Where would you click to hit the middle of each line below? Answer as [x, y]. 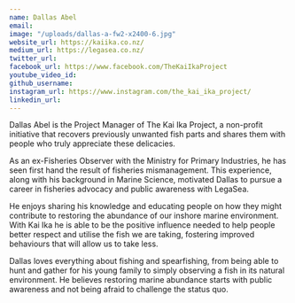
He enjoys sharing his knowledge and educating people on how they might [145, 206]
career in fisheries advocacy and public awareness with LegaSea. [129, 189]
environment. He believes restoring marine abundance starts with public [141, 280]
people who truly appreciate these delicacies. [92, 144]
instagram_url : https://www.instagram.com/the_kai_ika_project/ [130, 91]
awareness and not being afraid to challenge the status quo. [119, 290]
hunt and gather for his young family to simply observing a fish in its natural [147, 270]
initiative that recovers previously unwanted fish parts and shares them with [147, 135]
